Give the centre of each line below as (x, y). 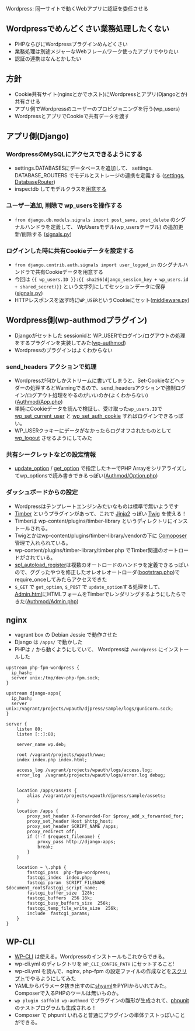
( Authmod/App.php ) (39, 402)
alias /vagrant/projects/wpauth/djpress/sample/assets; (96, 796)
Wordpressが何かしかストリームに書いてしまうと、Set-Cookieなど (95, 381)
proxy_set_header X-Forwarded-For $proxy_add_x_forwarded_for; (105, 816)
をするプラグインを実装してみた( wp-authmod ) (70, 343)
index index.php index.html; (52, 760)
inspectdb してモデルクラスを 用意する (60, 189)
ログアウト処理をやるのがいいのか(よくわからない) (88, 395)
